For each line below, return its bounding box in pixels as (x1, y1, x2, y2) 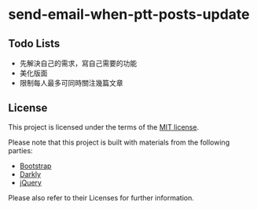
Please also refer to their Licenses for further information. (8, 192, 194, 202)
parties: (8, 145, 33, 155)
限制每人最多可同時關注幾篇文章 (19, 79, 123, 87)
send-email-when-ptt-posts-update (8, 5, 250, 24)
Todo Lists (8, 37, 61, 50)
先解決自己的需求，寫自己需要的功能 (19, 59, 138, 68)
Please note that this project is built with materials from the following (8, 137, 230, 147)
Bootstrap (19, 161, 52, 170)
